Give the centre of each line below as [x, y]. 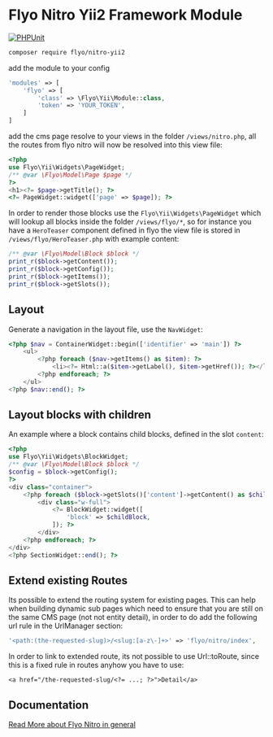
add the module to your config [59, 68]
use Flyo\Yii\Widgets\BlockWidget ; [69, 457]
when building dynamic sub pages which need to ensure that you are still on [136, 608]
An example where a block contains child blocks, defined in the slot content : [136, 434]
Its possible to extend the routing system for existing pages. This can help [132, 600]
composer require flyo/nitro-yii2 [67, 52]
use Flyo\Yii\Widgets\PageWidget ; [67, 167]
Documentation [49, 705]
